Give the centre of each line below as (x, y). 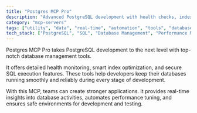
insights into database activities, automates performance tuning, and (89, 98)
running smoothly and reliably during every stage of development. (86, 80)
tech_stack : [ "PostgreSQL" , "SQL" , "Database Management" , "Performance (97, 33)
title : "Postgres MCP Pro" (39, 11)
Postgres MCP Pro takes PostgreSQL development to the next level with (93, 50)
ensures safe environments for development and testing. (74, 104)
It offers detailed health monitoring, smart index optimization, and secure (94, 67)
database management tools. (57, 56)
